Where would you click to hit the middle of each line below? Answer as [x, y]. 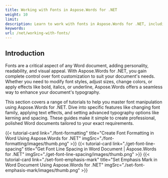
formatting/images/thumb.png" [37, 143]
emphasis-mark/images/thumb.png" [42, 170]
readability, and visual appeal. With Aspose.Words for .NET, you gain [76, 71]
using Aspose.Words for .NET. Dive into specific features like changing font [83, 107]
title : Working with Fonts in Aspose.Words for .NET [61, 10]
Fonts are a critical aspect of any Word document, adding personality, [77, 65]
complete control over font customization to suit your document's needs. [80, 76]
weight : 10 [16, 15]
